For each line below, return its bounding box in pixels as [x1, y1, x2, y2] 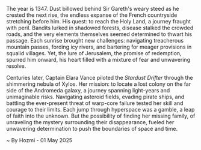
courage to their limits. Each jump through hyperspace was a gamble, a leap [6, 106, 195, 113]
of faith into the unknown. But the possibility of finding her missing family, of [6, 112, 196, 119]
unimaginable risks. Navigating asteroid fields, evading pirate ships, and [6, 93, 185, 100]
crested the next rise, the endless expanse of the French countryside [6, 11, 178, 19]
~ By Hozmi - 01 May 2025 [6, 137, 73, 143]
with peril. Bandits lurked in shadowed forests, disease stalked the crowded [6, 24, 194, 31]
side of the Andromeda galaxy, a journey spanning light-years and [6, 87, 170, 94]
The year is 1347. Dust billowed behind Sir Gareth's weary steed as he [6, 5, 179, 12]
